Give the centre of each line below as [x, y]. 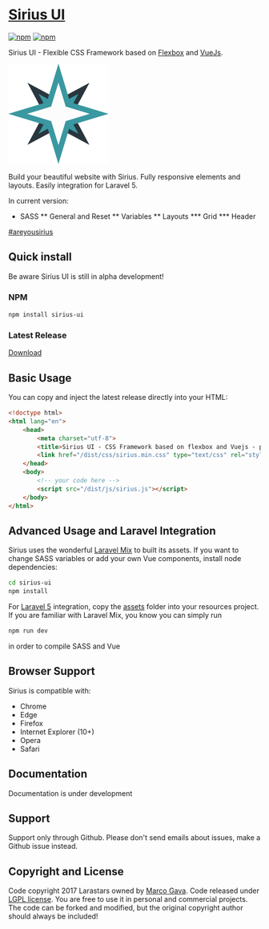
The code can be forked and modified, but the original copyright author [126, 908]
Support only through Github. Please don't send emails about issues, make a [134, 838]
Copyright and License [66, 871]
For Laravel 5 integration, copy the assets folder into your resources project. [134, 607]
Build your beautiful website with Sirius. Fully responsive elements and [124, 176]
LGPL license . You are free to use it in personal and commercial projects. [128, 899]
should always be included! [53, 916]
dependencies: [33, 567]
